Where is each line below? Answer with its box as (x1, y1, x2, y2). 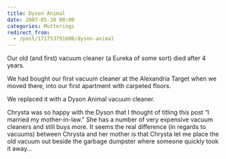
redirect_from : (7, 29, 51, 36)
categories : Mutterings (7, 23, 75, 29)
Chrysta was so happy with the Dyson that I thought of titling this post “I (7, 109, 210, 117)
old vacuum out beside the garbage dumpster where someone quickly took (7, 137, 219, 145)
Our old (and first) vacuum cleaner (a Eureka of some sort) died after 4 (7, 54, 206, 62)
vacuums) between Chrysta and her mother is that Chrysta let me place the (7, 130, 220, 139)
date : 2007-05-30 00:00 (7, 16, 75, 23)
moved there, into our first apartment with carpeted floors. (7, 82, 171, 90)
